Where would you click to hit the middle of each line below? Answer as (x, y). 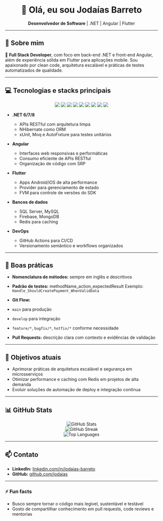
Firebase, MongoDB (39, 216)
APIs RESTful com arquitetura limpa (55, 124)
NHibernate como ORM (43, 129)
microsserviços (27, 374)
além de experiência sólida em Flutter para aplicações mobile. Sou (72, 60)
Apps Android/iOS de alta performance (58, 182)
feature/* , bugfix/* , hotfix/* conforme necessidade (65, 328)
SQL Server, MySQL (39, 211)
